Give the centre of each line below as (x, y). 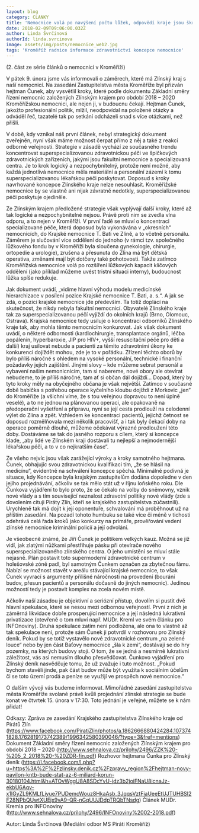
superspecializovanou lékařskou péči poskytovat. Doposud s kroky (88, 178)
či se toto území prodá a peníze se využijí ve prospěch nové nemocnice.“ (95, 676)
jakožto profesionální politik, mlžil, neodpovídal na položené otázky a (90, 110)
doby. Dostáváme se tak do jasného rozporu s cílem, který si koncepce (93, 434)
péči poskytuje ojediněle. (37, 197)
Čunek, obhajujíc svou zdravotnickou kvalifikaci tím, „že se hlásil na (88, 464)
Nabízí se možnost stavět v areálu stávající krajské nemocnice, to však (92, 570)
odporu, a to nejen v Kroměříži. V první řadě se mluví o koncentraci (88, 221)
